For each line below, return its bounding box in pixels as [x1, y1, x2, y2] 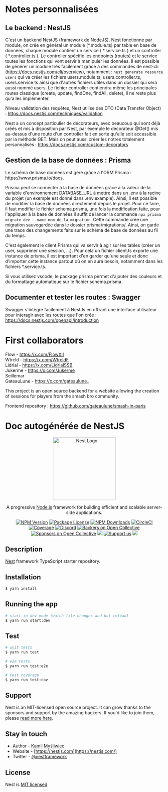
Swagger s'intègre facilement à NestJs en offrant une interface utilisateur [5, 306, 157, 312]
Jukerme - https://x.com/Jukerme [5, 367, 75, 373]
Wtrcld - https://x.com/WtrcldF [5, 356, 69, 362]
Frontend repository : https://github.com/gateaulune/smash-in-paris [5, 403, 146, 409]
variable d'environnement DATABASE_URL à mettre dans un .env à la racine [5, 190, 161, 196]
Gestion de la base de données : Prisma [5, 156, 131, 165]
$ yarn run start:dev [5, 618, 51, 623]
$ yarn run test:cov [5, 677, 49, 682]
